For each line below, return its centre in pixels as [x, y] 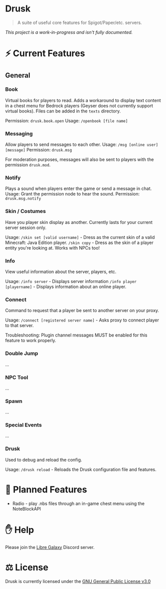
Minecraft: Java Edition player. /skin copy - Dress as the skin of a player [79, 242]
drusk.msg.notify [23, 199]
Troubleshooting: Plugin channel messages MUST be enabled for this [77, 335]
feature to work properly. [31, 340]
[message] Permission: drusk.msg [39, 150]
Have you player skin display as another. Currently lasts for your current [79, 222]
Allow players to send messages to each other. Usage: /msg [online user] [82, 144]
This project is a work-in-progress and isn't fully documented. [69, 32]
